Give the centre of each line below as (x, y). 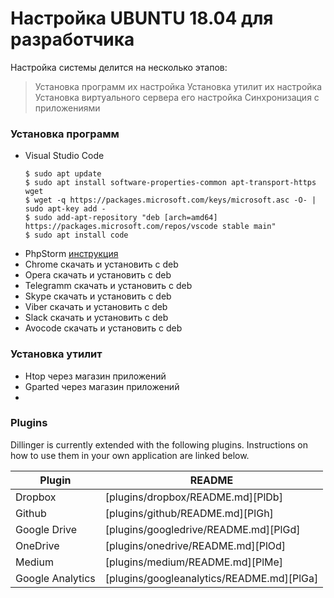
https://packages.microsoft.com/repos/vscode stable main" (150, 227)
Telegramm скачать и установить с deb (108, 286)
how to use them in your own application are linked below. (130, 455)
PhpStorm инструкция (71, 254)
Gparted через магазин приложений (102, 386)
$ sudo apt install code (76, 235)
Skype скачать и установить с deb (98, 296)
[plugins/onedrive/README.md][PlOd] (195, 545)
